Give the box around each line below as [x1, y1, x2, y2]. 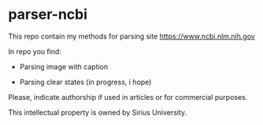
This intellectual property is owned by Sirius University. [8, 108, 187, 117]
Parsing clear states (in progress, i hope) [19, 77, 152, 86]
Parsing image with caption [19, 61, 109, 72]
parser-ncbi [8, 6, 88, 24]
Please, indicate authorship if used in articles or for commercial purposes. [8, 92, 248, 101]
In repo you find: [8, 46, 61, 56]
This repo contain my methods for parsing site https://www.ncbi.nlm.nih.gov [8, 31, 256, 41]
